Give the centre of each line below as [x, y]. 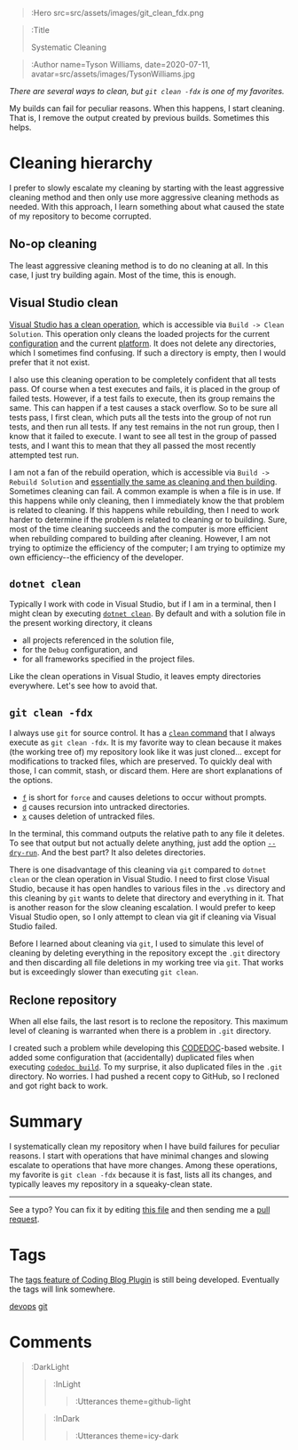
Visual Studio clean [64, 303]
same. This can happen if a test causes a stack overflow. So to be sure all [143, 407]
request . [24, 1219]
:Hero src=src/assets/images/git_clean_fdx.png [117, 13]
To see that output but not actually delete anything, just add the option [137, 843]
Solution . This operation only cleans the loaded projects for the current [140, 333]
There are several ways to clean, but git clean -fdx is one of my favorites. [147, 91]
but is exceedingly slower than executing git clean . [104, 972]
